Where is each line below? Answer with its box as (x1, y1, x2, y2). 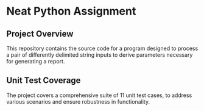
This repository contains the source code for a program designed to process (6, 45, 199, 52)
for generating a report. (6, 58, 65, 65)
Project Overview (6, 29, 74, 39)
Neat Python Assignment (6, 4, 136, 18)
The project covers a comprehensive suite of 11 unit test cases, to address (6, 91, 192, 99)
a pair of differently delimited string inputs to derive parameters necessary (6, 51, 193, 59)
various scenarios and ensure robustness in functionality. (6, 98, 150, 105)
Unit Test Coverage (6, 75, 81, 86)
